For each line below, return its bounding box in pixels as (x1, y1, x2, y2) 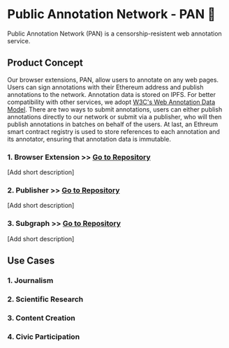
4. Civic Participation (7, 331, 80, 341)
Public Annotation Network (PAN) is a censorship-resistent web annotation (7, 29, 222, 38)
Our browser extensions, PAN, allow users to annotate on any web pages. (7, 75, 219, 84)
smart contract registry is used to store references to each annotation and (7, 127, 220, 135)
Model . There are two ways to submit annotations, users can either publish (7, 105, 223, 114)
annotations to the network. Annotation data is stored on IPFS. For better (7, 90, 216, 98)
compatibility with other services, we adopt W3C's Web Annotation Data (7, 98, 216, 106)
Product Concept (7, 57, 84, 69)
